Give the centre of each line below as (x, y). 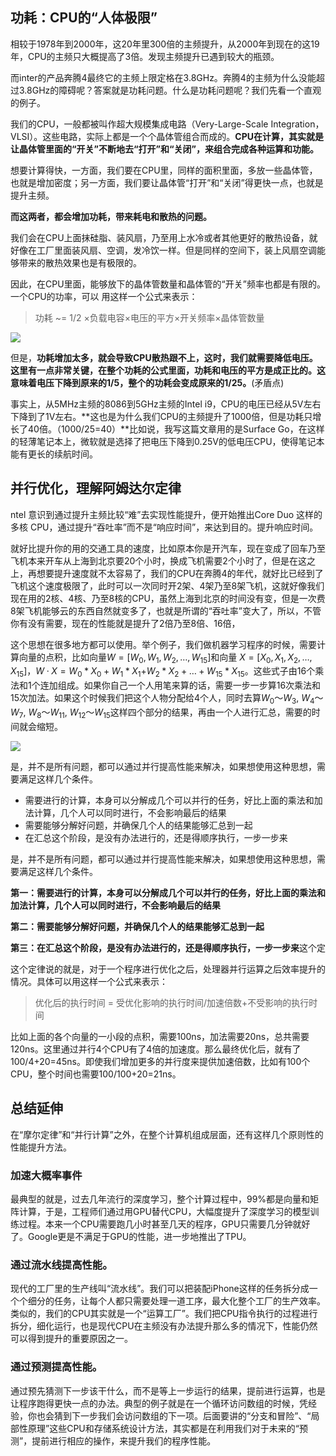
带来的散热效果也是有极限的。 (80, 262)
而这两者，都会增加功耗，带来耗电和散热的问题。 (111, 216)
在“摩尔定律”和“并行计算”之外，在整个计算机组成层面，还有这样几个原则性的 (167, 1134)
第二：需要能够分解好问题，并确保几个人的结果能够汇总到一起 (137, 926)
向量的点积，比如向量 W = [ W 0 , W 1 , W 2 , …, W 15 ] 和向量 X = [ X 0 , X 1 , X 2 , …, (165, 658)
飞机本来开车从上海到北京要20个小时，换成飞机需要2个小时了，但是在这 (158, 560)
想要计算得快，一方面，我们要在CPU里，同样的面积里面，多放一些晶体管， (164, 170)
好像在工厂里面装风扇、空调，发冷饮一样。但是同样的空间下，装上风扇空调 (163, 250)
